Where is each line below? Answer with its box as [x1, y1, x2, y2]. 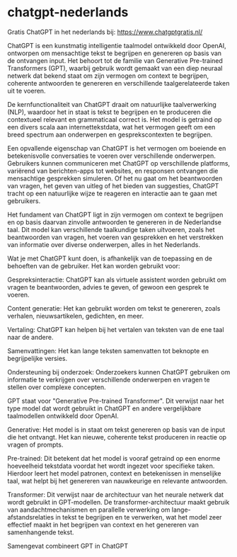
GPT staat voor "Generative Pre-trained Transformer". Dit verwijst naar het [7, 396, 224, 405]
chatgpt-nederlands [7, 4, 129, 21]
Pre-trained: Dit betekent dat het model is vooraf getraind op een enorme [7, 454, 221, 462]
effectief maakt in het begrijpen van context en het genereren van [7, 520, 200, 529]
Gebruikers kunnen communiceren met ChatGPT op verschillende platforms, [7, 159, 231, 167]
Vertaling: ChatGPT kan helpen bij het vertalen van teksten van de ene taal [7, 325, 224, 333]
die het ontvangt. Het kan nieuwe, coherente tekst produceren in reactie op [7, 432, 227, 441]
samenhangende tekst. [7, 528, 74, 536]
